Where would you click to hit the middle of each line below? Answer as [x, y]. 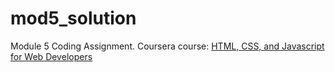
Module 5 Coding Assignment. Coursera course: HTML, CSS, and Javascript [167, 46]
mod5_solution [73, 18]
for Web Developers [51, 56]
